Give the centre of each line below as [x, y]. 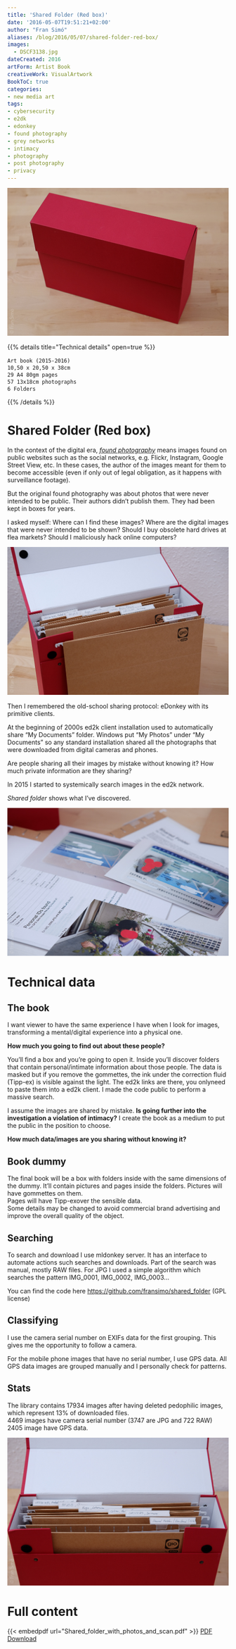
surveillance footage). [39, 480]
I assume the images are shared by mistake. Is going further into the [107, 1111]
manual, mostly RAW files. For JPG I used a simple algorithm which [104, 1270]
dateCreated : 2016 [34, 60]
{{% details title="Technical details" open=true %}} [81, 347]
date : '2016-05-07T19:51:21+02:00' [59, 22]
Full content [43, 1612]
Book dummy [37, 1161]
